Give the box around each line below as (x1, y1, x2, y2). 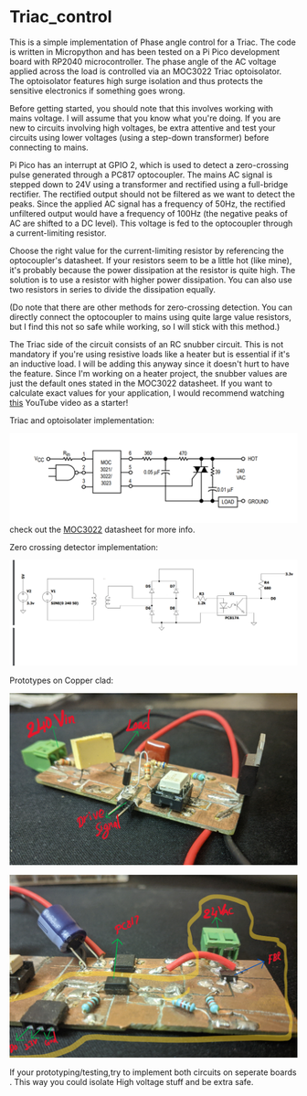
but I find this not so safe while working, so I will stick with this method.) (9, 321, 281, 332)
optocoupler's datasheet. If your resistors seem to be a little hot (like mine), (9, 254, 292, 266)
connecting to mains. (9, 142, 89, 153)
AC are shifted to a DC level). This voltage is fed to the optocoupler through (9, 218, 293, 229)
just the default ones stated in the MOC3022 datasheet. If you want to (9, 378, 272, 388)
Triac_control (9, 6, 112, 27)
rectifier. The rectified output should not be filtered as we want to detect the (9, 188, 295, 199)
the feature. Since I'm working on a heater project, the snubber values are (9, 367, 288, 378)
